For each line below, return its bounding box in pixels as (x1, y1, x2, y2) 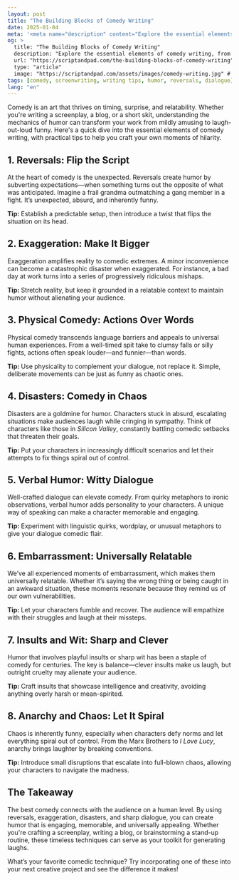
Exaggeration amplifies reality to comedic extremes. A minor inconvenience (7, 256, 229, 265)
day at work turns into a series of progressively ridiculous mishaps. (7, 272, 204, 280)
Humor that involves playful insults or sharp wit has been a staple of (7, 652, 207, 661)
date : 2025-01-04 (7, 24, 59, 31)
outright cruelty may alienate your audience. (7, 668, 137, 677)
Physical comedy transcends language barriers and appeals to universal (7, 333, 219, 341)
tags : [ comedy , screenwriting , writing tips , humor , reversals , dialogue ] (7, 76, 234, 84)
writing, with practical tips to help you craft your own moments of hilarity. (7, 133, 222, 142)
